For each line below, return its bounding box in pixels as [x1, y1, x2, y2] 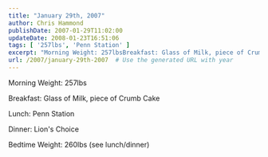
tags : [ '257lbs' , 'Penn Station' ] [8, 41, 130, 49]
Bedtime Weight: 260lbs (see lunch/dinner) [8, 139, 150, 149]
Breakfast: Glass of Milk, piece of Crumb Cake [8, 93, 160, 103]
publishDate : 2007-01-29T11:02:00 [8, 26, 124, 34]
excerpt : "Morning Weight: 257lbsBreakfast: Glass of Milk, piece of [8, 49, 245, 57]
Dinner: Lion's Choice [8, 124, 80, 134]
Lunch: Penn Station [8, 108, 75, 118]
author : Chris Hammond [8, 19, 84, 27]
